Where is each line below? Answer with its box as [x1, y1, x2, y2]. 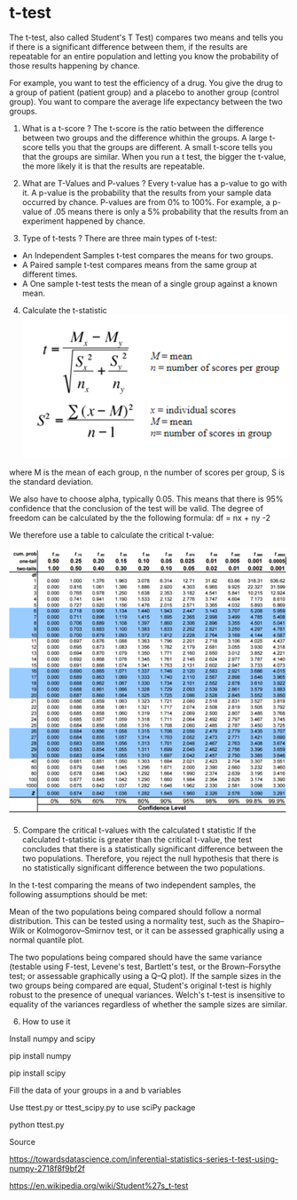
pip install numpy [9, 1051, 72, 1062]
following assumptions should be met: [9, 889, 148, 900]
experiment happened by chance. [21, 216, 146, 226]
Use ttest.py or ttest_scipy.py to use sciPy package [9, 1102, 196, 1113]
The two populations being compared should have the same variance [9, 952, 262, 963]
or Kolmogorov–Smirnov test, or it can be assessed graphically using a [27, 926, 285, 936]
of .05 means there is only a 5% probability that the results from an [43, 206, 289, 217]
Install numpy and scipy [9, 1033, 96, 1045]
